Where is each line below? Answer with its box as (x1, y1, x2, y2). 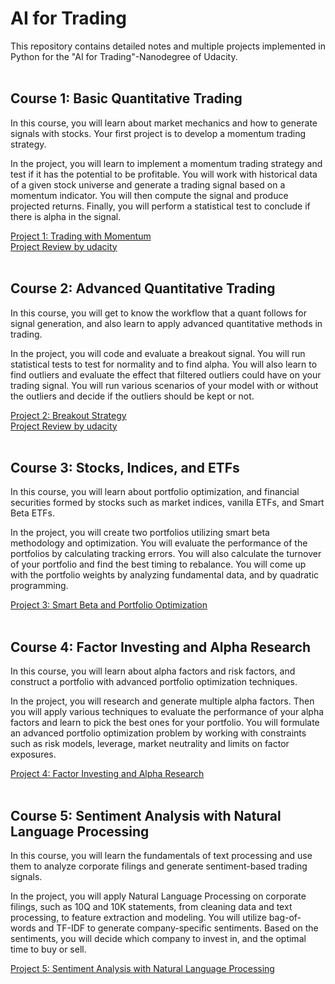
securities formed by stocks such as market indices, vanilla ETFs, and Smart (10, 497, 325, 509)
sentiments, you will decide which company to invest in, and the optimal (10, 933, 307, 944)
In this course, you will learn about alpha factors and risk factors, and (10, 665, 296, 677)
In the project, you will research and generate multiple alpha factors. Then (10, 695, 315, 707)
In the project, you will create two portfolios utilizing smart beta (10, 527, 270, 539)
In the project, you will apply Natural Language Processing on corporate (10, 890, 307, 902)
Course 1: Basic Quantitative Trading (10, 90, 243, 107)
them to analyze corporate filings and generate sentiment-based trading (10, 860, 308, 872)
